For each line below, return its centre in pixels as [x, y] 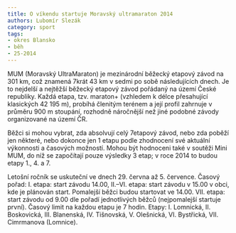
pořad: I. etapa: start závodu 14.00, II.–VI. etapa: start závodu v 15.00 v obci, [118, 184]
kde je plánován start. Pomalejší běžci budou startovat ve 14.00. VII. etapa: [116, 192]
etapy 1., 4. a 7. [29, 163]
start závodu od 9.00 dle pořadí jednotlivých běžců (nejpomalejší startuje [114, 199]
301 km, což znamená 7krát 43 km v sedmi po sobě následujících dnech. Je [118, 81]
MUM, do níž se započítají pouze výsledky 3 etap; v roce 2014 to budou [113, 155]
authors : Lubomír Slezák [44, 21]
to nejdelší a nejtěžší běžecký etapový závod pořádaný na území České [112, 89]
